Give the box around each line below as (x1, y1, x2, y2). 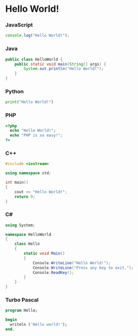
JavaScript (5, 22, 33, 29)
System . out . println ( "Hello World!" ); (24, 66, 104, 72)
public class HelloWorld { (5, 57, 63, 62)
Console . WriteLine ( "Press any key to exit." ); (32, 265, 134, 270)
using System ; (5, 222, 36, 228)
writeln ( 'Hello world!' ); (10, 322, 67, 327)
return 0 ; (14, 194, 36, 199)
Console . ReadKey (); (32, 270, 74, 275)
